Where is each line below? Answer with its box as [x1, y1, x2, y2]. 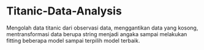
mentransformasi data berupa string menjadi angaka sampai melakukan [6, 30, 187, 37]
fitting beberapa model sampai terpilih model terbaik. [6, 37, 140, 44]
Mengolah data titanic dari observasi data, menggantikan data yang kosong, [6, 24, 198, 31]
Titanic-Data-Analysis [6, 4, 123, 18]
